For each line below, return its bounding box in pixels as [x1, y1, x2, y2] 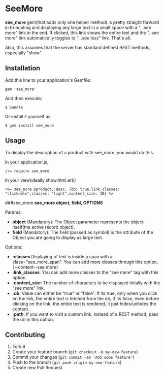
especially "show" [5, 50, 42, 56]
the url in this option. [12, 316, 54, 322]
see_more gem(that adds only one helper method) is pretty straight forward [5, 19, 159, 25]
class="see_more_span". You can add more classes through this [12, 259, 143, 265]
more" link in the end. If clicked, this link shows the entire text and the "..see [5, 30, 159, 35]
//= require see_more [5, 169, 50, 173]
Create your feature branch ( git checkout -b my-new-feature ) [12, 349, 138, 355]
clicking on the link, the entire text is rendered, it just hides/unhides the [12, 301, 157, 307]
